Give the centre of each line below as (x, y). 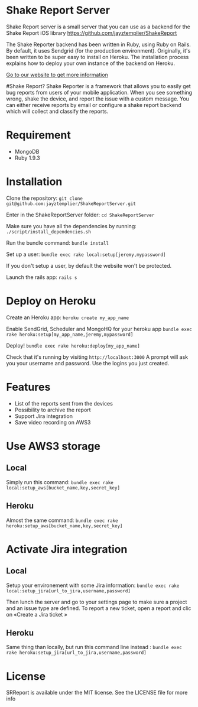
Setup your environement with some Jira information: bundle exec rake (93, 585)
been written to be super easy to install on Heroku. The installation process (98, 57)
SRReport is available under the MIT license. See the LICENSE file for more (97, 693)
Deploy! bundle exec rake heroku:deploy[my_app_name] (73, 345)
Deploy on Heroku (51, 301)
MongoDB (27, 151)
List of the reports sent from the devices (64, 403)
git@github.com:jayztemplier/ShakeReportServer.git (71, 204)
